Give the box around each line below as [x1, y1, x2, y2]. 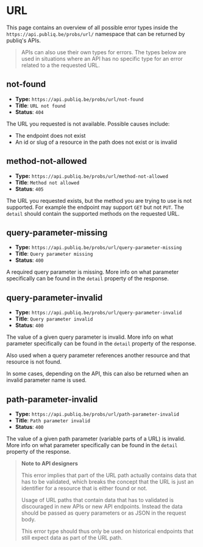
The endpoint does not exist [15, 132, 86, 139]
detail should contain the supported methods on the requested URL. [6, 210, 180, 217]
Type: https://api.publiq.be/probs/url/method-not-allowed [15, 172, 169, 180]
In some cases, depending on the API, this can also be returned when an [6, 370, 189, 378]
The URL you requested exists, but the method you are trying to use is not [6, 197, 192, 204]
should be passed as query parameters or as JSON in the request [21, 509, 187, 517]
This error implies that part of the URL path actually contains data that [21, 471, 197, 479]
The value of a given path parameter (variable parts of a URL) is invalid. [6, 435, 186, 442]
